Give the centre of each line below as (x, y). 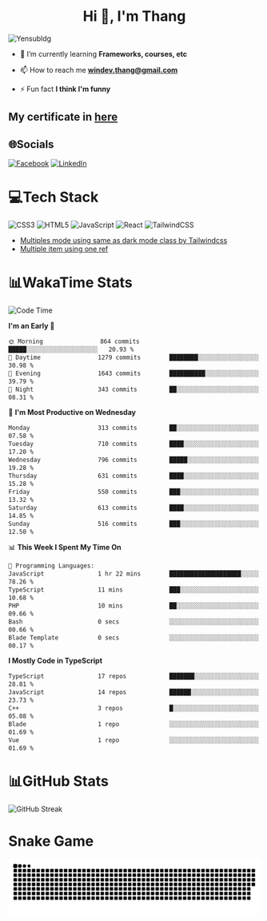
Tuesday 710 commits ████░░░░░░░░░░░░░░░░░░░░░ (134, 444)
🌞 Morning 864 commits (74, 342)
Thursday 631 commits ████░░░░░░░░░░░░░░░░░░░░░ (134, 476)
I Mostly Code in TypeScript (55, 661)
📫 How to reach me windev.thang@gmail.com (99, 70)
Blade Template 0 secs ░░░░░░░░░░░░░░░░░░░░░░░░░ (134, 638)
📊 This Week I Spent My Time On (65, 548)
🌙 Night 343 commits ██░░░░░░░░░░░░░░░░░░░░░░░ (134, 390)
